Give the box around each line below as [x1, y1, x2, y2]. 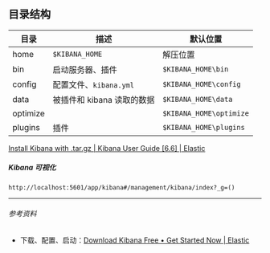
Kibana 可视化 [8, 163, 56, 173]
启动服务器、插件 [52, 63, 118, 75]
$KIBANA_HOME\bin [162, 64, 229, 74]
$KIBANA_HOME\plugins [162, 123, 245, 132]
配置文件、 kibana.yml [52, 79, 135, 90]
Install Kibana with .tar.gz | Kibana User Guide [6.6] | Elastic [8, 143, 206, 153]
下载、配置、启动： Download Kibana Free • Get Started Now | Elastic [19, 235, 250, 245]
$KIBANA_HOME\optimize [162, 108, 249, 118]
